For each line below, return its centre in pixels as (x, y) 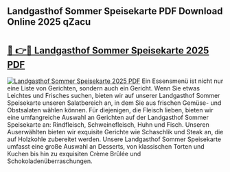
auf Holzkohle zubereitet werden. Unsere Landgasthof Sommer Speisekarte (114, 139)
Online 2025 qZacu (49, 22)
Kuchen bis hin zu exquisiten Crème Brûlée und (74, 154)
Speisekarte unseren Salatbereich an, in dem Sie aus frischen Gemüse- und (114, 103)
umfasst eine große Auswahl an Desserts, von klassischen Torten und (106, 146)
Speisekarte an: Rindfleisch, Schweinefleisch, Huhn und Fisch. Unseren (108, 125)
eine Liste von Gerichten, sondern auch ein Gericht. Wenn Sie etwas (104, 88)
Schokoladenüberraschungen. (50, 161)
